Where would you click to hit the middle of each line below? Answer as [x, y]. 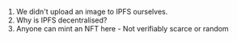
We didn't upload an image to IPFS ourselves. [92, 12]
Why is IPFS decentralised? [61, 20]
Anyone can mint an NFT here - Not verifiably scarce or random [122, 29]
